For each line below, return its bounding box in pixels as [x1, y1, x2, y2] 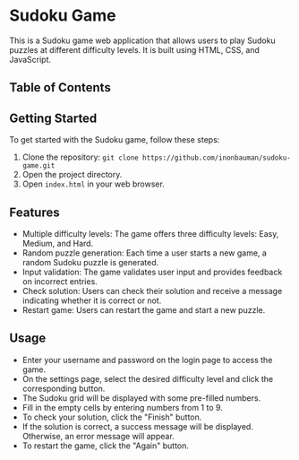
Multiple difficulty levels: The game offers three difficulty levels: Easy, [21, 228, 279, 239]
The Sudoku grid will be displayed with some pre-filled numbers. [21, 392, 261, 404]
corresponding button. [21, 383, 106, 394]
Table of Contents [9, 80, 112, 95]
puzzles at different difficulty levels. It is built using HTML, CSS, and [9, 44, 260, 55]
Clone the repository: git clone [21, 152, 139, 162]
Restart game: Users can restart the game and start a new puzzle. [21, 304, 266, 315]
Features [9, 204, 60, 220]
